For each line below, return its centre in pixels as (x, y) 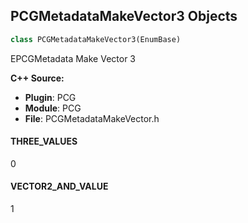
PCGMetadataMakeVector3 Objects (124, 16)
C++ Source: (37, 78)
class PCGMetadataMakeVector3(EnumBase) (96, 39)
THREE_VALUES (44, 141)
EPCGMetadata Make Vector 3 (73, 58)
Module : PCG (53, 108)
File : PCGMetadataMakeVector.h (92, 118)
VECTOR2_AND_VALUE (59, 186)
